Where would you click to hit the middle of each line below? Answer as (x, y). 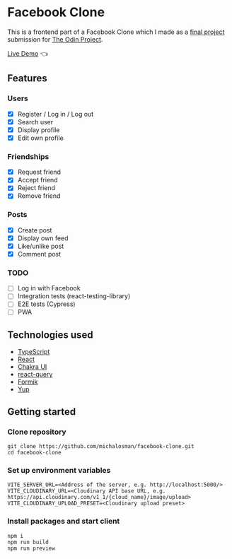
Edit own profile (40, 138)
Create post (35, 230)
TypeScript (34, 352)
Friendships (28, 156)
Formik (28, 382)
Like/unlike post (41, 246)
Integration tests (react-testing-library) (74, 296)
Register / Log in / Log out (56, 114)
